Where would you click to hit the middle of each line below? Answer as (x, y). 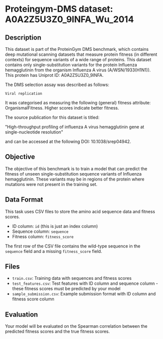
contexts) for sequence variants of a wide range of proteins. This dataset (78, 59)
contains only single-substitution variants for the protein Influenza (71, 65)
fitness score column (33, 299)
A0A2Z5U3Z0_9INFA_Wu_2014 (70, 19)
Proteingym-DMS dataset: (59, 9)
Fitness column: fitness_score (43, 236)
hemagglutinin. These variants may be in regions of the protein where (75, 179)
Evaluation (21, 314)
